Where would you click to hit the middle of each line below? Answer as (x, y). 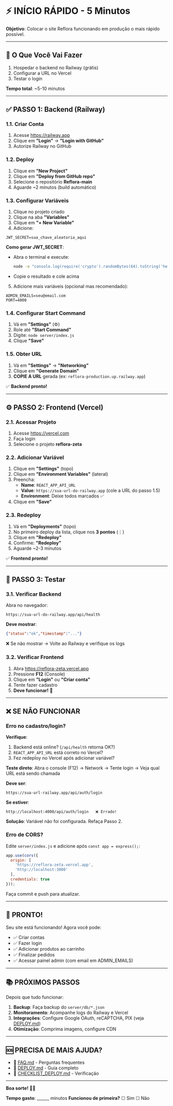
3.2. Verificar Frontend (35, 657)
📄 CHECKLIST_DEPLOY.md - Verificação (56, 1074)
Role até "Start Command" (42, 330)
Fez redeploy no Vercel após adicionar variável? (64, 758)
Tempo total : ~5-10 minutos (35, 88)
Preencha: (24, 479)
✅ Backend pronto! (27, 386)
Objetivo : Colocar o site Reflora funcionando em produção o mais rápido (83, 29)
